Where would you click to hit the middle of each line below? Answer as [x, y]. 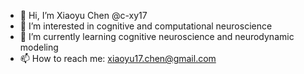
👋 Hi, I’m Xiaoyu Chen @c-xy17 [83, 15]
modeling [39, 47]
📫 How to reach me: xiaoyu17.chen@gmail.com [118, 58]
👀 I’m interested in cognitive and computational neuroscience [146, 26]
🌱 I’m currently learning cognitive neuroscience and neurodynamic [157, 36]
